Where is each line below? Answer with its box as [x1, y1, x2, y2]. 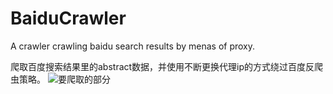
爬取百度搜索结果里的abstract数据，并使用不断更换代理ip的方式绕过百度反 [10, 60, 315, 72]
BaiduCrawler [10, 7, 127, 30]
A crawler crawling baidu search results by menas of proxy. [10, 40, 256, 52]
